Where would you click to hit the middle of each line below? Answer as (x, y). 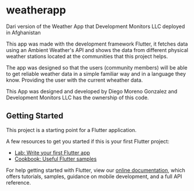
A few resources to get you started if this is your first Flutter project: (88, 141)
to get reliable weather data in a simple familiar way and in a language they (96, 74)
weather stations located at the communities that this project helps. (87, 56)
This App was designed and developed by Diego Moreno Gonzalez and (92, 91)
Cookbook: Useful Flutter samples (56, 159)
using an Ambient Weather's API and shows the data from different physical (97, 50)
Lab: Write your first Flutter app (52, 152)
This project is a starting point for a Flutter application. (71, 130)
